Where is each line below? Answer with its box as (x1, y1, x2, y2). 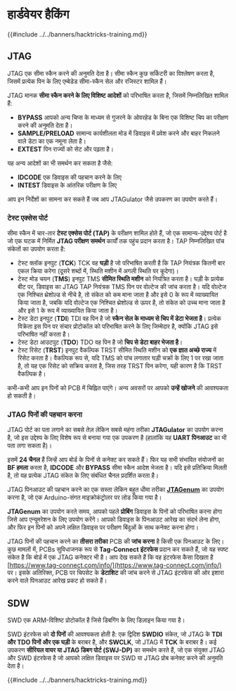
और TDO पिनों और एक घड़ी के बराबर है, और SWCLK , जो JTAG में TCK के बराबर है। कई (7, 638, 217, 647)
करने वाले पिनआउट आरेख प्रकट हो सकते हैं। (7, 576, 107, 585)
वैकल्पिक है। (17, 369, 46, 379)
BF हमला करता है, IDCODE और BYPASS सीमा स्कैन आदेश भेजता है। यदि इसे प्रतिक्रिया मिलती (7, 464, 227, 472)
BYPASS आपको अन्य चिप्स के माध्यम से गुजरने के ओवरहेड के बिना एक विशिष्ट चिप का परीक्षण (17, 113, 229, 122)
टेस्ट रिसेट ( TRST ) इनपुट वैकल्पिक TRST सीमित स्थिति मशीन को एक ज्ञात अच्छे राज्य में (17, 346, 217, 355)
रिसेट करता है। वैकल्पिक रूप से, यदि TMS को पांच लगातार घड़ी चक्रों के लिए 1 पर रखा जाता (17, 354, 224, 362)
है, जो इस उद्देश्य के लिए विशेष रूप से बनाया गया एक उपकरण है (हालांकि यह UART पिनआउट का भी (7, 433, 227, 442)
